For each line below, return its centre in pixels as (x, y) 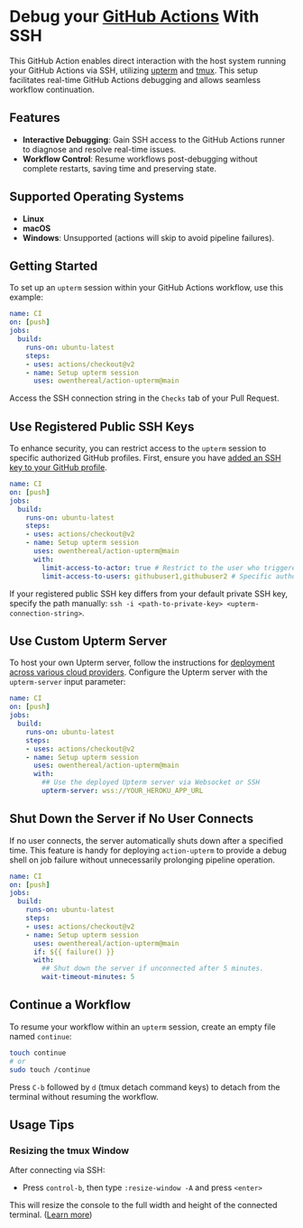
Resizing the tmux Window (69, 1150)
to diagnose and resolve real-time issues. (99, 149)
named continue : (41, 1036)
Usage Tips (42, 1125)
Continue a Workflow (70, 1005)
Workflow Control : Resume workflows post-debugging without (140, 159)
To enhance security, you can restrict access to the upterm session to (138, 448)
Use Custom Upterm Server (88, 641)
